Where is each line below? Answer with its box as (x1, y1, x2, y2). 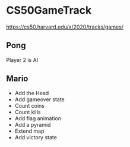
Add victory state (14, 133, 58, 140)
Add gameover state (14, 96, 65, 103)
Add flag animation (14, 114, 61, 122)
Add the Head (14, 89, 49, 96)
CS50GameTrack (6, 4, 92, 17)
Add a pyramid (14, 121, 51, 128)
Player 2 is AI (6, 56, 39, 63)
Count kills (14, 108, 41, 115)
